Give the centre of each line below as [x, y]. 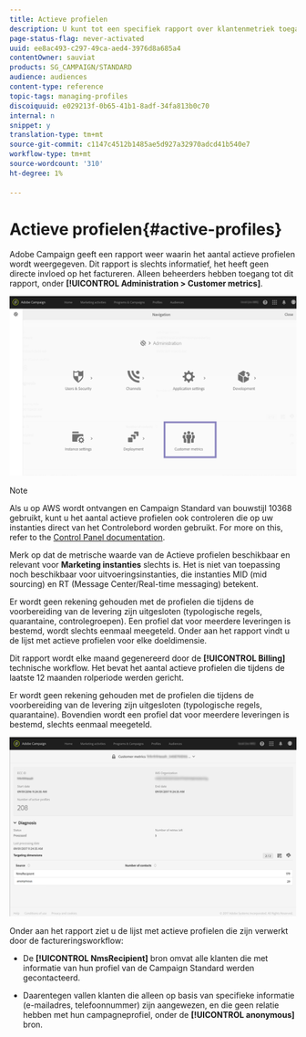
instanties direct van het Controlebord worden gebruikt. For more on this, [147, 527]
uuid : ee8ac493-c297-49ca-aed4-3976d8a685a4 [95, 48]
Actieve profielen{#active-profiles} [146, 229]
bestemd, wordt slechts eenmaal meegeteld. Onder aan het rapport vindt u [149, 631]
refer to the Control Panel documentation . [87, 537]
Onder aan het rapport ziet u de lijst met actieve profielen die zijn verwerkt [149, 931]
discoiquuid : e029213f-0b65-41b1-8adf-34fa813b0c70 [109, 106]
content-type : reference [56, 87]
